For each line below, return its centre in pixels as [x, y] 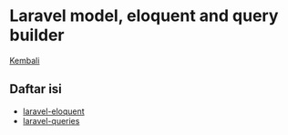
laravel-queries [51, 120]
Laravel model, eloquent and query [144, 16]
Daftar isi [36, 89]
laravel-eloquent [53, 111]
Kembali [25, 60]
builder [37, 35]
